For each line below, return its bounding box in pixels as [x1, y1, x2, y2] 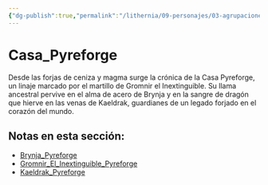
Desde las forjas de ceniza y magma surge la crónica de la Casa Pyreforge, [8, 73, 255, 82]
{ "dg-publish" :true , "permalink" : [8, 11, 120, 20]
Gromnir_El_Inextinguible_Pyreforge [19, 159, 138, 168]
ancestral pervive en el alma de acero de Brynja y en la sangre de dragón [8, 89, 250, 99]
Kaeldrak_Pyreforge [19, 167, 85, 177]
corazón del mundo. [8, 106, 74, 116]
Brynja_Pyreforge [19, 151, 77, 160]
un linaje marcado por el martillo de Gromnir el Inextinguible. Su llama [8, 81, 237, 90]
